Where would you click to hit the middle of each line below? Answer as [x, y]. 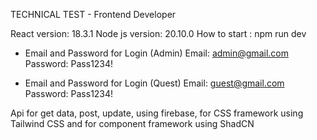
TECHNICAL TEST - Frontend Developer [93, 14]
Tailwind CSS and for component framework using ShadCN [132, 123]
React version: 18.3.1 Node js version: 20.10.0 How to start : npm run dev [158, 33]
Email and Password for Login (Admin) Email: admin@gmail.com [156, 53]
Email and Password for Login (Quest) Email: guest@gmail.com [154, 83]
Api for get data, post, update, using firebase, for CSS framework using [157, 113]
